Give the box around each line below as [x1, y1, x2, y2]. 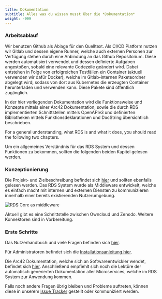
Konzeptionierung [5, 166, 48, 173]
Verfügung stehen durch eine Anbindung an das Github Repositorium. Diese [5, 53, 156, 59]
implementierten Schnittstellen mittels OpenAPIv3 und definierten [5, 109, 135, 115]
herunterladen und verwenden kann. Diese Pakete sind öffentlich [5, 84, 134, 90]
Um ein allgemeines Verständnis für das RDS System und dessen [5, 144, 134, 149]
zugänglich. [5, 89, 29, 95]
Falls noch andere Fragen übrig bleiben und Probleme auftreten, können [5, 283, 148, 289]
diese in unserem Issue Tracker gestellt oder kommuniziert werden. [5, 288, 139, 294]
